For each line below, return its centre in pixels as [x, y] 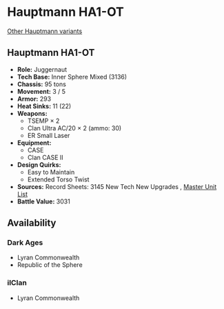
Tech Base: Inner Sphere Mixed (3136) [72, 77]
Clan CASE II [45, 157]
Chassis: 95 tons [42, 84]
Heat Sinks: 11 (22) [44, 106]
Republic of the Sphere [50, 265]
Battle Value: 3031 [43, 201]
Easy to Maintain [51, 172]
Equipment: [34, 143]
